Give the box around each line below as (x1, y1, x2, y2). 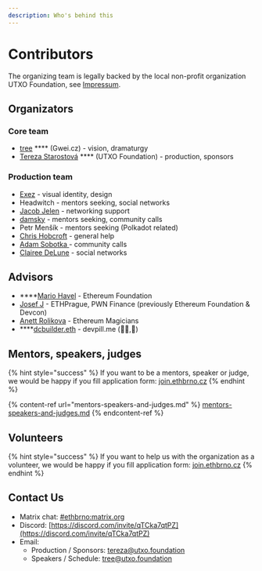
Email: (19, 536, 40, 546)
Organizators (8, 102, 74, 115)
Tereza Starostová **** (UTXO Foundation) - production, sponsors (19, 152, 234, 162)
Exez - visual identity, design (19, 189, 113, 198)
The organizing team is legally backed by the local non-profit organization (8, 71, 246, 81)
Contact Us (8, 491, 64, 504)
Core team (8, 125, 49, 136)
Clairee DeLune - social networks (19, 248, 127, 257)
